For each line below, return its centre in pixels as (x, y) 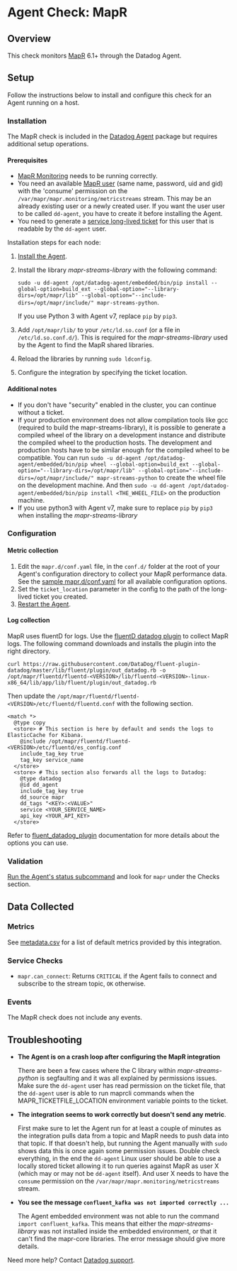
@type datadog (41, 778)
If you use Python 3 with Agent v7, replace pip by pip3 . (97, 316)
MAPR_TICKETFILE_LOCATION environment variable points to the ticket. (123, 1101)
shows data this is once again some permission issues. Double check (118, 1151)
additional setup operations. (48, 144)
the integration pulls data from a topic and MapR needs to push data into (123, 1136)
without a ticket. (41, 412)
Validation (25, 861)
